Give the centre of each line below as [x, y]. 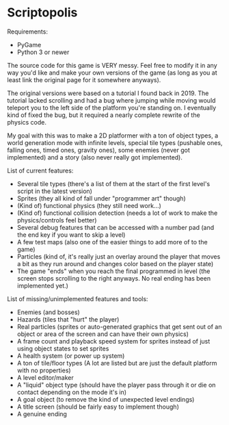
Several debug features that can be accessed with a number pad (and [115, 227]
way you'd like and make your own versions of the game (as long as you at [112, 73]
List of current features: [40, 170]
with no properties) [44, 370]
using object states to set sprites [63, 348]
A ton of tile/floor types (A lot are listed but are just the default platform [117, 363]
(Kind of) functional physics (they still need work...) [89, 205]
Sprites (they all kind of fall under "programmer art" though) [101, 198]
